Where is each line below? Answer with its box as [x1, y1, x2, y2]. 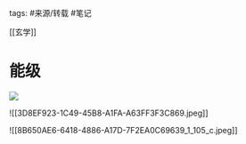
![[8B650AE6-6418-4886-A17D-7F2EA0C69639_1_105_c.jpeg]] [9, 124, 238, 135]
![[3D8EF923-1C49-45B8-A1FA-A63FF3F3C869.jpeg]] [9, 108, 209, 118]
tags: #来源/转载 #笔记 [9, 8, 92, 18]
